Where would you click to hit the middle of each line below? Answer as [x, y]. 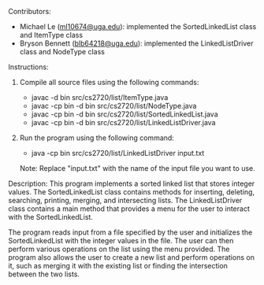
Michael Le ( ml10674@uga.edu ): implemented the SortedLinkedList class [138, 26]
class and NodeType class [62, 52]
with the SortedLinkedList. [50, 217]
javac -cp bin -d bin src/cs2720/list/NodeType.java [114, 106]
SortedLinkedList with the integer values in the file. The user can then [121, 241]
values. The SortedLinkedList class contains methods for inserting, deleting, [131, 192]
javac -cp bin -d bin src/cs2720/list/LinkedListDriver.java [123, 122]
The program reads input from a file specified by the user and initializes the [130, 232]
